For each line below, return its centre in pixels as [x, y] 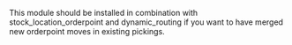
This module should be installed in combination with [104, 13]
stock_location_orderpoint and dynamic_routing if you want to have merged [146, 22]
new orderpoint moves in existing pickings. [87, 31]
